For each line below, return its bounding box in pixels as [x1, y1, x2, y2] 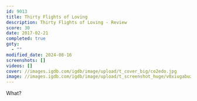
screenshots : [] [6, 57, 46, 63]
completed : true [6, 36, 46, 41]
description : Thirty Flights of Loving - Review [6, 19, 127, 25]
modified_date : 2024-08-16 [6, 52, 72, 58]
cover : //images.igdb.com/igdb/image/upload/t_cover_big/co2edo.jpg [6, 68, 177, 74]
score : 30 [6, 25, 30, 31]
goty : [6, 41, 19, 47]
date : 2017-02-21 [6, 30, 49, 36]
